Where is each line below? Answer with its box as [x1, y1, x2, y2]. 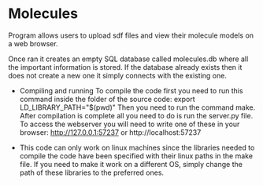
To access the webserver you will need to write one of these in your [19, 119, 240, 129]
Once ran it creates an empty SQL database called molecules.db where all [8, 54, 249, 63]
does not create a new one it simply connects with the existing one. [8, 71, 227, 80]
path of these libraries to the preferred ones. [19, 168, 164, 177]
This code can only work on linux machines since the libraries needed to [19, 143, 255, 152]
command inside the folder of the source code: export [19, 94, 195, 103]
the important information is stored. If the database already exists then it [8, 62, 243, 71]
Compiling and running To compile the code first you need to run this [19, 85, 243, 95]
